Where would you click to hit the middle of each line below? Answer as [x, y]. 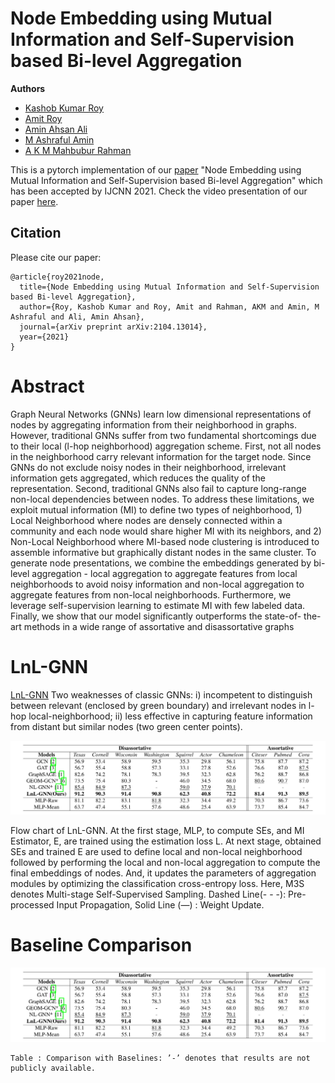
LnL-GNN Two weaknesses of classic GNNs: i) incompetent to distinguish [161, 694]
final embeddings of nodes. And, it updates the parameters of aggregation [163, 873]
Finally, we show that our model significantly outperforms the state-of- [156, 616]
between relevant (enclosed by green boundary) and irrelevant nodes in [158, 705]
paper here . [34, 201]
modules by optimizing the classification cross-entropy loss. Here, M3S [157, 884]
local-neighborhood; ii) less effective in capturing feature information [170, 716]
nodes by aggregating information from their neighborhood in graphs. [154, 424]
